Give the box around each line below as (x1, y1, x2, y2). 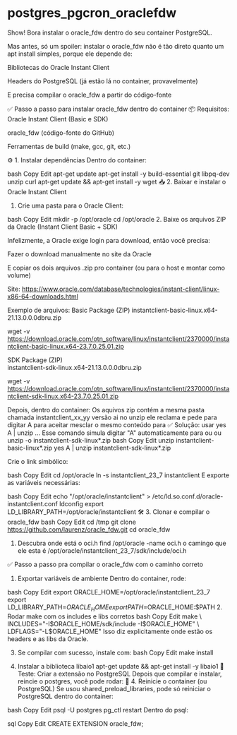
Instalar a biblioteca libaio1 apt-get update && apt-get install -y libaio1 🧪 (17, 662, 224, 670)
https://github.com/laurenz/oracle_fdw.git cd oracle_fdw (7, 525, 171, 534)
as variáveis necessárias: (7, 478, 81, 486)
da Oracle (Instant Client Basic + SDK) (7, 222, 119, 231)
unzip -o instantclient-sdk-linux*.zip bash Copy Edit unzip (7, 436, 175, 444)
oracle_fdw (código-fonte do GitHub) (7, 129, 115, 137)
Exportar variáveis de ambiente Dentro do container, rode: (17, 574, 187, 582)
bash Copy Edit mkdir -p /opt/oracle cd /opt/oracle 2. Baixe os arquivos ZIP (7, 215, 226, 223)
